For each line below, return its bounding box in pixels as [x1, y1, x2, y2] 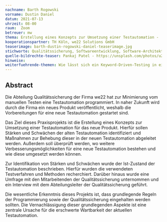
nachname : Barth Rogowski [5, 7, 59, 12]
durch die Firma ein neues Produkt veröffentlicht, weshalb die [5, 105, 131, 111]
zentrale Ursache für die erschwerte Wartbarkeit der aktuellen [5, 207, 132, 213]
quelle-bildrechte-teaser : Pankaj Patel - [5, 53, 94, 58]
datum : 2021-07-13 [5, 16, 43, 21]
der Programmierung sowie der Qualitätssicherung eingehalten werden [5, 196, 151, 202]
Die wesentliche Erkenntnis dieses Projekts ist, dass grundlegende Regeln [5, 191, 157, 197]
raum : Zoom [5, 26, 30, 31]
